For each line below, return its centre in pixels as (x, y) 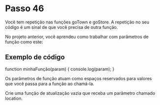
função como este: (24, 42)
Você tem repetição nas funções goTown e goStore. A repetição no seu (77, 22)
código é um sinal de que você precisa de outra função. (62, 27)
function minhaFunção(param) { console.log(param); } (60, 69)
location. (14, 98)
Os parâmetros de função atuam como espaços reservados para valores (79, 78)
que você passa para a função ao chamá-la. (50, 84)
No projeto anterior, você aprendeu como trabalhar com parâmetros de (77, 37)
